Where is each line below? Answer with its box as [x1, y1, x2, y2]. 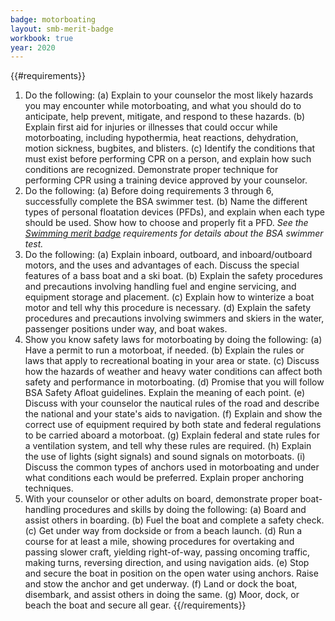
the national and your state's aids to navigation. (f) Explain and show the [24, 408, 323, 420]
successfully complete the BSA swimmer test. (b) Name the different [24, 196, 308, 208]
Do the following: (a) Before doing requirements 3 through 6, [24, 185, 275, 197]
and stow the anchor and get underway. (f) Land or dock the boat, [24, 578, 298, 590]
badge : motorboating [10, 14, 97, 25]
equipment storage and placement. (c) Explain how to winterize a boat [24, 291, 315, 303]
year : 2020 [10, 42, 56, 53]
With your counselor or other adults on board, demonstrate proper [24, 493, 298, 505]
